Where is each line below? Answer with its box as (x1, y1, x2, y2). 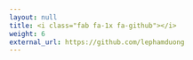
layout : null (9, 12, 58, 22)
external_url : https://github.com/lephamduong (9, 37, 185, 47)
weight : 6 (9, 29, 46, 38)
